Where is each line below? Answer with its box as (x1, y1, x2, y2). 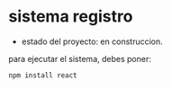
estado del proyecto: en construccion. (21, 36, 163, 47)
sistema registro (8, 6, 133, 27)
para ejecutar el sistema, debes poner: (8, 53, 152, 64)
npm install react (8, 70, 77, 80)
